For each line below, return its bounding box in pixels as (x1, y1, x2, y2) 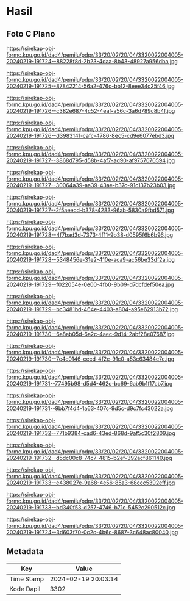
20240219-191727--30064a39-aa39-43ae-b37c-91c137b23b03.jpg (6, 182, 176, 189)
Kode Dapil (9, 585, 41, 593)
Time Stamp (9, 575, 44, 583)
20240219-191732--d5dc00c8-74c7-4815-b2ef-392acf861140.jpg (6, 455, 172, 461)
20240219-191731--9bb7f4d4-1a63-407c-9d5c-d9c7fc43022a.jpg (6, 405, 174, 412)
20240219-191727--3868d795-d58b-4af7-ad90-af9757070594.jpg (6, 157, 175, 164)
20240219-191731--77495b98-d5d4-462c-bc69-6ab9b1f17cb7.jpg (6, 380, 173, 387)
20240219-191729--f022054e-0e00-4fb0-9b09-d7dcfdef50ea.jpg (6, 281, 175, 288)
